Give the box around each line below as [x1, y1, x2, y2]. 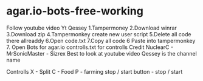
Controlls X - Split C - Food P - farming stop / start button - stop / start [6, 68, 183, 75]
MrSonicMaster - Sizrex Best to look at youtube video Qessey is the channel [6, 50, 198, 57]
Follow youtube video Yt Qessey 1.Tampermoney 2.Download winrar [6, 24, 177, 31]
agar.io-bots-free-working [6, 4, 144, 18]
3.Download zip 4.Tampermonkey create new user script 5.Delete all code [6, 30, 191, 37]
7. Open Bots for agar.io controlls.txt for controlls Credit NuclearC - [6, 44, 174, 51]
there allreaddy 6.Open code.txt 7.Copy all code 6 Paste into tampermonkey [6, 37, 196, 44]
